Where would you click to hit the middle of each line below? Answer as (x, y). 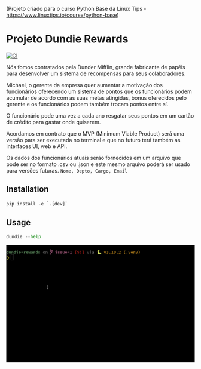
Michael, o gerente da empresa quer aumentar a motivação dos (85, 85)
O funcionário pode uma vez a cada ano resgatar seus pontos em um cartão (100, 115)
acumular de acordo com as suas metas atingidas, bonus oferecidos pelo (97, 97)
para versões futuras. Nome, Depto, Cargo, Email (67, 170)
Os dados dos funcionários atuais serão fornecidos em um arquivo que (94, 158)
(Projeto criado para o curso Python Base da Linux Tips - (76, 9)
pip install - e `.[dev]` (37, 204)
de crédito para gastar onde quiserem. (54, 122)
